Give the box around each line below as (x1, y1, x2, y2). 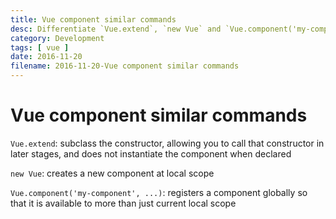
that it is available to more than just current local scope (10, 197, 237, 209)
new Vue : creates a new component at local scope (10, 167, 215, 179)
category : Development (10, 33, 105, 43)
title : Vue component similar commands (10, 14, 177, 25)
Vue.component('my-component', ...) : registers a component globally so (10, 186, 308, 198)
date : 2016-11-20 (10, 52, 83, 62)
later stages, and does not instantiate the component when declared (10, 147, 292, 160)
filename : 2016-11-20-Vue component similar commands (10, 61, 240, 71)
